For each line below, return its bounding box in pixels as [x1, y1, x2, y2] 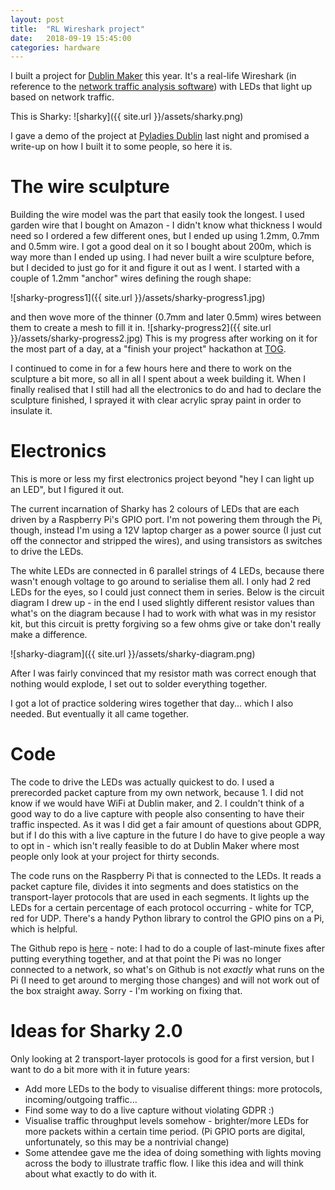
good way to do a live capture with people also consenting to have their [10, 808, 305, 820]
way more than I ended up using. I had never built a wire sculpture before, [10, 251, 315, 263]
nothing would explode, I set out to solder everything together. [10, 678, 268, 690]
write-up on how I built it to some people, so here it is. [10, 141, 233, 153]
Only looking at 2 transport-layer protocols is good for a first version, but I [10, 1053, 315, 1065]
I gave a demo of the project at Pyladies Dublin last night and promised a [10, 130, 310, 142]
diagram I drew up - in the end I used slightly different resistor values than [10, 597, 315, 609]
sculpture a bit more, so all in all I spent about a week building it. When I [10, 373, 306, 385]
